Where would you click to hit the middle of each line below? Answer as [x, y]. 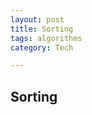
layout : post [37, 19]
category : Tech [42, 47]
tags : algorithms [46, 38]
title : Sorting [42, 29]
